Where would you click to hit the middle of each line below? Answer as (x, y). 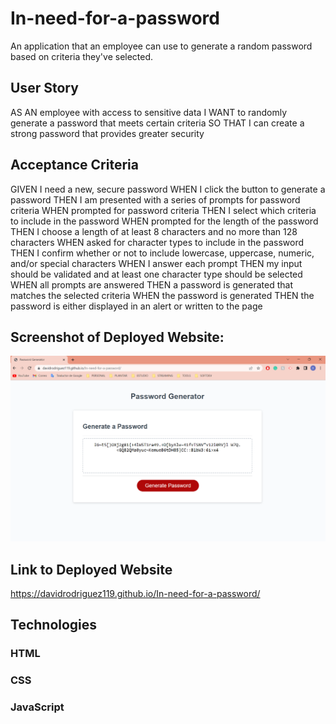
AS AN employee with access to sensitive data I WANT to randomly (149, 112)
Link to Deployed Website (91, 569)
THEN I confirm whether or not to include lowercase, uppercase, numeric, (162, 253)
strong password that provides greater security (107, 133)
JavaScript (37, 707)
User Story (44, 88)
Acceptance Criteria (74, 165)
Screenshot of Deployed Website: (117, 337)
